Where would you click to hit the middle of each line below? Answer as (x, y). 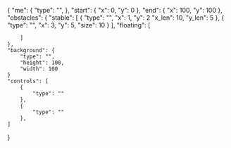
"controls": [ (28, 81)
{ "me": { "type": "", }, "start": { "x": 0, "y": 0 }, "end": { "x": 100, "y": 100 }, (115, 10)
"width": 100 (39, 69)
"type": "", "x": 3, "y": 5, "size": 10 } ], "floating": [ (79, 25)
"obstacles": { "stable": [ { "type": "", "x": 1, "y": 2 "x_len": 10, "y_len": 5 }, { (116, 18)
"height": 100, (42, 63)
